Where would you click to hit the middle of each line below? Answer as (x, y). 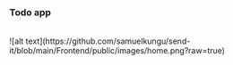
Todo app (30, 12)
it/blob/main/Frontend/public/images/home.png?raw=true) (117, 51)
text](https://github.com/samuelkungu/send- (108, 41)
